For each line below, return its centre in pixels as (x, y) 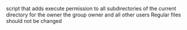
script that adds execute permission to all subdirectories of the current (91, 9)
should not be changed (34, 21)
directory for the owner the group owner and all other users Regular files (93, 15)
